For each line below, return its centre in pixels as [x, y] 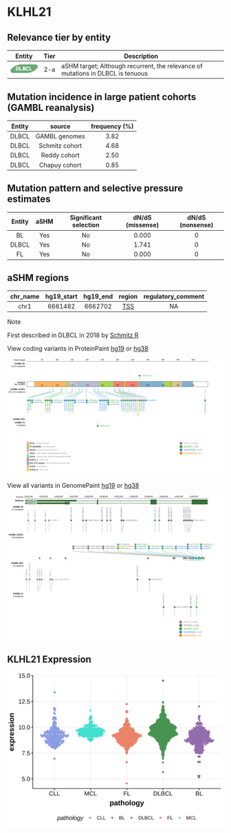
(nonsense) [197, 225]
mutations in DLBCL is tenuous [104, 73]
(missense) [143, 225]
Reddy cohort [60, 155]
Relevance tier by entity [59, 38]
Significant [86, 218]
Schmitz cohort [60, 146]
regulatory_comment [174, 296]
